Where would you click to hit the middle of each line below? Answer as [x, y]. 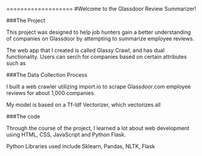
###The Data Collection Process [47, 75]
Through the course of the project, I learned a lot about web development [98, 128]
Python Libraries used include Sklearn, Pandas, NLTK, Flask [81, 146]
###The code [23, 116]
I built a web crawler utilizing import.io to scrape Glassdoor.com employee [99, 86]
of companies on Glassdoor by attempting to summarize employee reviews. [100, 38]
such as [16, 63]
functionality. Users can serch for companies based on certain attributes [97, 57]
